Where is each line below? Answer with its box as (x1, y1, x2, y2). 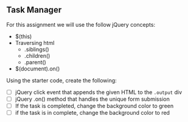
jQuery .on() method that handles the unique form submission (15, 95, 170, 103)
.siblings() (24, 46, 50, 53)
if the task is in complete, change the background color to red (15, 109, 170, 116)
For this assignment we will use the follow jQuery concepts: (6, 21, 156, 28)
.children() (24, 52, 50, 59)
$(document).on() (15, 65, 60, 72)
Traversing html (15, 39, 55, 46)
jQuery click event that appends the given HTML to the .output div (15, 88, 183, 96)
